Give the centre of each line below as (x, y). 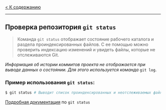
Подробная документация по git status (48, 102)
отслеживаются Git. (38, 55)
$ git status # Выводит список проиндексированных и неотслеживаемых (78, 93)
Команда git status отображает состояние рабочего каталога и (85, 39)
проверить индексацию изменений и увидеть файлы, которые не (86, 49)
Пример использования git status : (50, 82)
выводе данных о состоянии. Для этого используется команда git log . (81, 70)
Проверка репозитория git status (61, 27)
